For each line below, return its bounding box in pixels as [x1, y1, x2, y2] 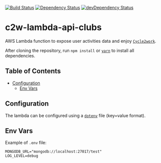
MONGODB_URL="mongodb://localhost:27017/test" [5, 149, 102, 154]
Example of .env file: [5, 140, 47, 146]
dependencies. [5, 53, 35, 58]
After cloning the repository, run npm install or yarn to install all [5, 47, 134, 54]
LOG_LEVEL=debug [5, 154, 38, 159]
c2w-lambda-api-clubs [5, 22, 102, 33]
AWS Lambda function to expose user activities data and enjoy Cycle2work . [5, 38, 157, 44]
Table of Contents [5, 67, 61, 76]
